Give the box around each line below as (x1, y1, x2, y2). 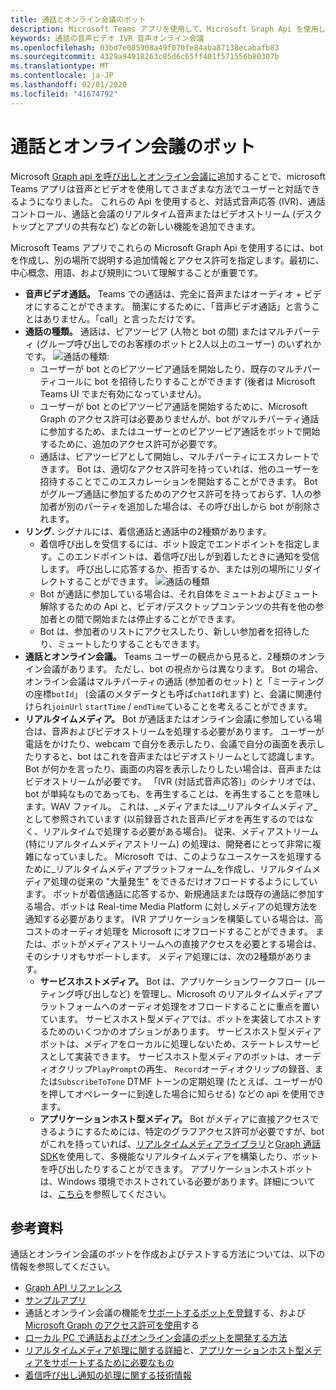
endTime (133, 702, 166, 712)
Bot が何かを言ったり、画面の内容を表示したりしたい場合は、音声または (24, 762, 322, 775)
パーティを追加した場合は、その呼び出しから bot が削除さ (83, 500, 322, 512)
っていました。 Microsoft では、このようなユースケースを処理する (51, 850, 323, 862)
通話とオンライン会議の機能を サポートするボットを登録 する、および (24, 1307, 306, 1319)
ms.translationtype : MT (10, 61, 110, 71)
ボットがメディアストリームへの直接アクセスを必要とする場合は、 (51, 937, 322, 950)
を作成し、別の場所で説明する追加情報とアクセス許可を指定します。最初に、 (10, 254, 325, 266)
